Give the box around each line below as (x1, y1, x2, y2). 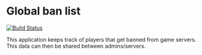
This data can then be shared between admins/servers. (6, 42, 146, 50)
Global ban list (6, 4, 81, 18)
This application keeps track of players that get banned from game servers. (6, 36, 197, 43)
